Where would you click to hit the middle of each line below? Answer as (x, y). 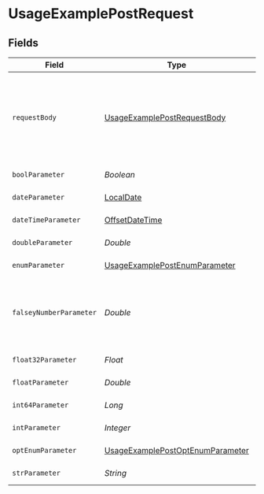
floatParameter (40, 383)
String (115, 473)
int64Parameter (40, 405)
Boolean (119, 175)
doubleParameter (42, 242)
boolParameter (38, 175)
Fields (24, 43)
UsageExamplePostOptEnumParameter (176, 450)
